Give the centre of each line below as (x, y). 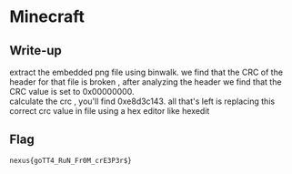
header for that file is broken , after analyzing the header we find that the (146, 82)
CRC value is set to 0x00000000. (72, 92)
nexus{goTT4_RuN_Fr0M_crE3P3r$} (70, 160)
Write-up (35, 51)
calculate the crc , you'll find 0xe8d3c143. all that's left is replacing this (142, 101)
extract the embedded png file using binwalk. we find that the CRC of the (146, 72)
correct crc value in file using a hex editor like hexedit (110, 111)
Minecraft (47, 17)
